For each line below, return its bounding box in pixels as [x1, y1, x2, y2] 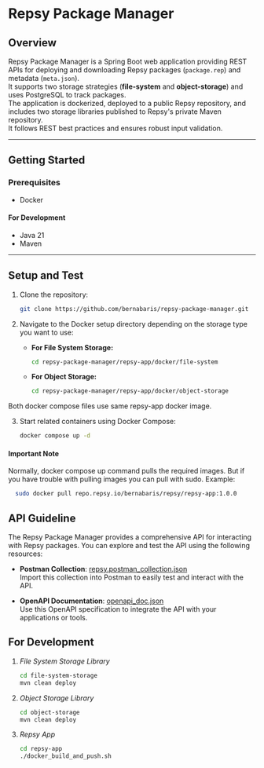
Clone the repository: [19, 290, 89, 299]
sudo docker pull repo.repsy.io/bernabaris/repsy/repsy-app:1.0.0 [15, 490, 237, 498]
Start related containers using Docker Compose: [19, 417, 176, 426]
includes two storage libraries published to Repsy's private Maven [8, 107, 222, 116]
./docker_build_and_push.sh [19, 752, 112, 760]
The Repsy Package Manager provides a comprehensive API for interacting [8, 532, 252, 542]
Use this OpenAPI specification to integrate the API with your [19, 605, 217, 614]
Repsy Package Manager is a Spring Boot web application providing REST [8, 57, 247, 66]
